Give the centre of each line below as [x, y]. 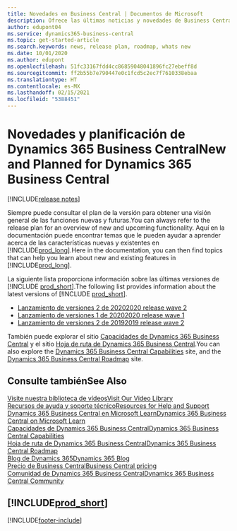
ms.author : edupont [36, 60]
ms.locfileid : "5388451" [44, 100]
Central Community [36, 481]
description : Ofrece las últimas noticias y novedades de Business [109, 21]
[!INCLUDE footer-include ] [45, 520]
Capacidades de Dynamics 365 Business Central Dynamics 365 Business [113, 428]
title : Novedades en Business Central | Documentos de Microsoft [105, 14]
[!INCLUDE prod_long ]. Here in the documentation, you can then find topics [115, 250]
